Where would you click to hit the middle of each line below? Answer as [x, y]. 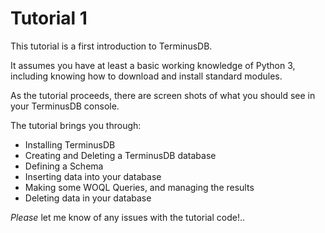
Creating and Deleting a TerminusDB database [120, 155]
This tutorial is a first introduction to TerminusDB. [111, 46]
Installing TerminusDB [70, 144]
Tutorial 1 [49, 18]
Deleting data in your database [88, 198]
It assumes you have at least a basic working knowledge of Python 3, [153, 65]
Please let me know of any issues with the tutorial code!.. [127, 217]
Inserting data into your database [93, 176]
